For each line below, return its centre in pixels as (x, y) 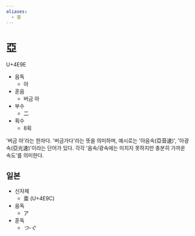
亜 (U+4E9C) (39, 198)
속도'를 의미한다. (25, 155)
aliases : (17, 11)
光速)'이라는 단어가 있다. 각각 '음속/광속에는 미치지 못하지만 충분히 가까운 (101, 148)
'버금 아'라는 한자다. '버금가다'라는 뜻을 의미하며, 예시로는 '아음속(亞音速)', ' (93, 141)
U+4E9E (16, 65)
